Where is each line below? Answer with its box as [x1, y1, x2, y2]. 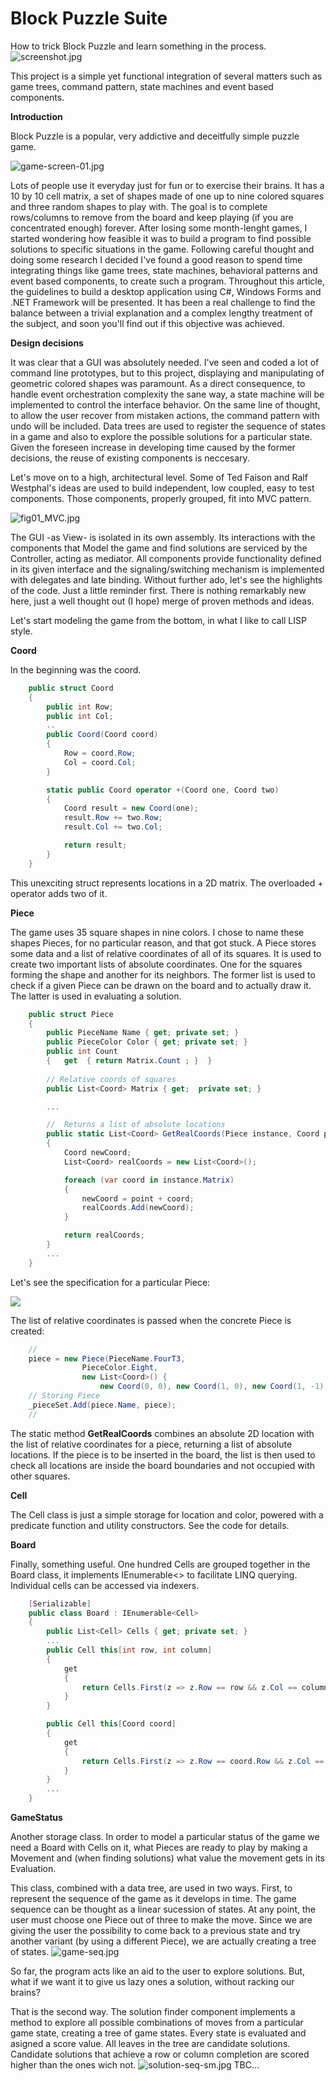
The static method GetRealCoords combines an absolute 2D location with [10, 1427, 315, 1439]
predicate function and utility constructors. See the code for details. [10, 1519, 290, 1531]
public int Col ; [46, 711, 114, 721]
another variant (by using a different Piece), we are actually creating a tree [10, 1935, 317, 1947]
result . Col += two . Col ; [63, 822, 163, 832]
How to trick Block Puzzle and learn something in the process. [10, 40, 267, 52]
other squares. [10, 1470, 71, 1482]
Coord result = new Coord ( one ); [63, 803, 199, 814]
